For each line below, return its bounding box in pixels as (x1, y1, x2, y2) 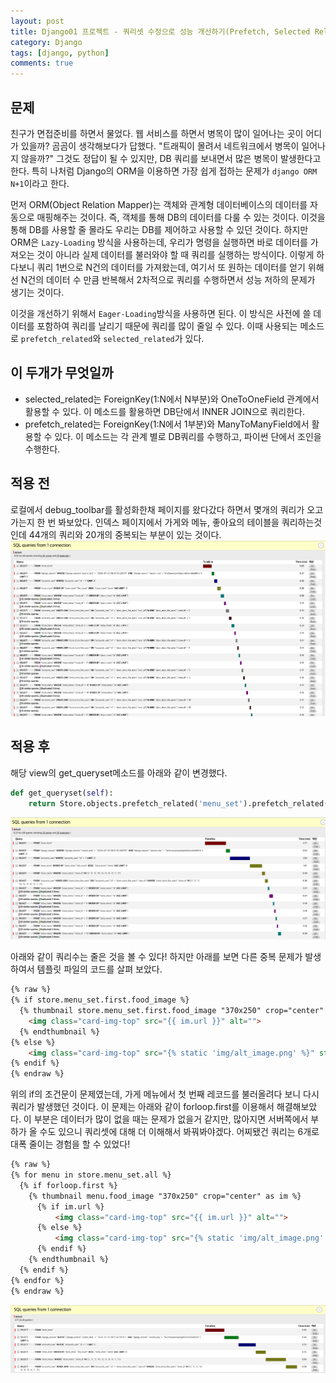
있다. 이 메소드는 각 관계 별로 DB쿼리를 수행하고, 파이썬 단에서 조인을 (54, 430, 322, 442)
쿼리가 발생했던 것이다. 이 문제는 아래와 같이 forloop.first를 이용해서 (10, 1101, 275, 1113)
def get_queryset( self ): (10, 788, 114, 798)
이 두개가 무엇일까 (10, 365, 114, 382)
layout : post (10, 16, 65, 26)
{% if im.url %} (36, 1201, 105, 1212)
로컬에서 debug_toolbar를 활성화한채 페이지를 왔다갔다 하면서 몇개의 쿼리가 (10, 503, 305, 515)
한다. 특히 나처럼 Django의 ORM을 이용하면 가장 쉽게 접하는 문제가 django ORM (10, 165, 318, 177)
